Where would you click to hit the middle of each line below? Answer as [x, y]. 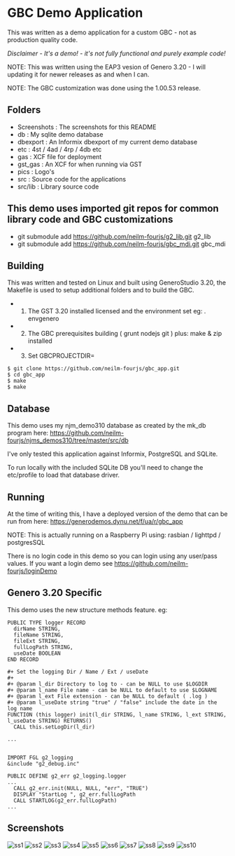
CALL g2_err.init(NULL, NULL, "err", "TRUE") [81, 788]
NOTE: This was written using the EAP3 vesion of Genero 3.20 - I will [107, 67]
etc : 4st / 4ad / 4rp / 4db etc [59, 149]
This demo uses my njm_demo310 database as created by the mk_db [107, 426]
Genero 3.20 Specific [55, 593]
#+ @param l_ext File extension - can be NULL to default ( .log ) [108, 696]
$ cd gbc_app [26, 375]
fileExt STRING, [37, 641]
